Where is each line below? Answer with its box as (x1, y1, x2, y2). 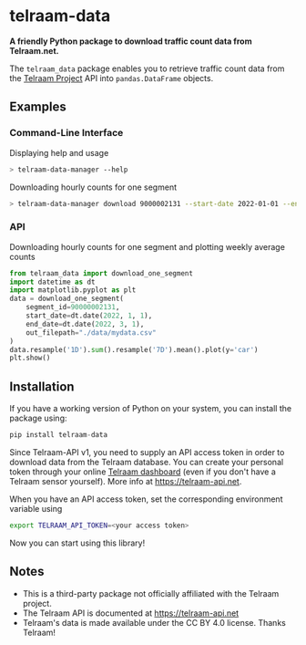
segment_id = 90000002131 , (25, 303, 120, 312)
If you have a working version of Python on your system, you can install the (9, 403, 292, 414)
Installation (9, 379, 75, 394)
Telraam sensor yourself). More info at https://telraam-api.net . (9, 475, 242, 486)
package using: (9, 412, 67, 424)
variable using (9, 503, 63, 514)
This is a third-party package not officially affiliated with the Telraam (22, 588, 280, 598)
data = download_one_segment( (9, 294, 125, 304)
